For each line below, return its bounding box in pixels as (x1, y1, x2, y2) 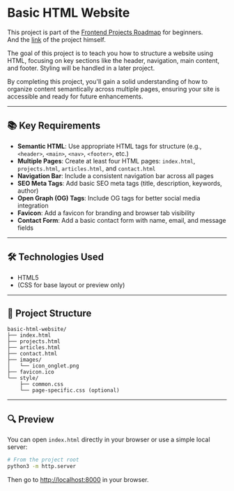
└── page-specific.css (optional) (19, 387, 120, 394)
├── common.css (19, 381, 64, 388)
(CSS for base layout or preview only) (17, 281, 125, 289)
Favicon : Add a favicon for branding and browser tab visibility (17, 208, 195, 217)
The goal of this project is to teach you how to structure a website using (7, 49, 214, 57)
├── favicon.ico (7, 369, 54, 376)
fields (17, 223, 33, 232)
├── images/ (7, 356, 42, 364)
